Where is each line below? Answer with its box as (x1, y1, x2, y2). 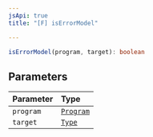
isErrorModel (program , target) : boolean (8, 48, 146, 56)
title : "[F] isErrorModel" (8, 19, 99, 27)
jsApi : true (8, 11, 48, 20)
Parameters (8, 69, 68, 84)
